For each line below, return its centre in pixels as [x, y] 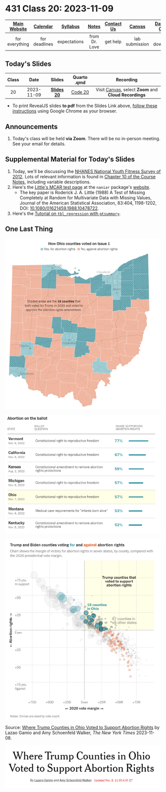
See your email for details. [39, 144]
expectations [71, 41]
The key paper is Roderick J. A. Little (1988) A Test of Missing [82, 192]
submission [137, 44]
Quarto [80, 77]
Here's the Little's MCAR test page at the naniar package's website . [81, 187]
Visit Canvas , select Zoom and [127, 89]
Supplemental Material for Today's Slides [70, 159]
